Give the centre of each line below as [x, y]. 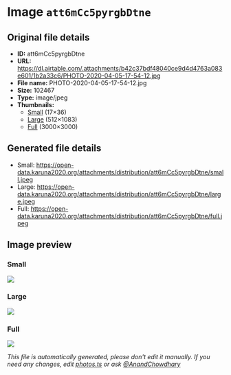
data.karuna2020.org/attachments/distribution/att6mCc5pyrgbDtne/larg [119, 194]
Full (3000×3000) [53, 127]
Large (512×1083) [52, 120]
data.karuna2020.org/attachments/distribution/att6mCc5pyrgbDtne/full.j [120, 216]
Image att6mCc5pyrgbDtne [79, 12]
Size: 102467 [36, 90]
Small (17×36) [47, 112]
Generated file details [54, 148]
